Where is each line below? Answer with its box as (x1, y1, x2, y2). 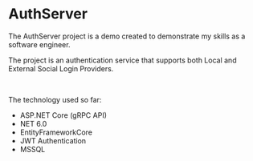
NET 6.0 (19, 119, 47, 128)
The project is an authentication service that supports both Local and (8, 55, 237, 65)
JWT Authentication (19, 135, 87, 145)
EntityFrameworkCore (19, 127, 92, 137)
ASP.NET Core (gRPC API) (19, 110, 107, 120)
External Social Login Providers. (8, 63, 114, 73)
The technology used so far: (8, 95, 102, 104)
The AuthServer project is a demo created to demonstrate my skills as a (8, 31, 246, 41)
